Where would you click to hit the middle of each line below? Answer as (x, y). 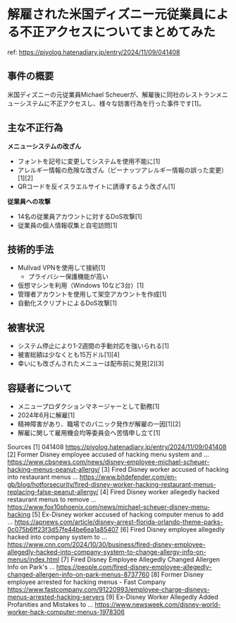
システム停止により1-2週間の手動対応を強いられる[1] (93, 346)
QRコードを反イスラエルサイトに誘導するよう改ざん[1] (96, 186)
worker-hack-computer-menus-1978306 (66, 612)
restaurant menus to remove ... (52, 499)
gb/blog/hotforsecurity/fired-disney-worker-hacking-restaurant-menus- (112, 484)
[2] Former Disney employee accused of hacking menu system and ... (108, 454)
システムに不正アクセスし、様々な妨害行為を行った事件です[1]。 (112, 103)
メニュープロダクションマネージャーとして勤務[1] (88, 406)
